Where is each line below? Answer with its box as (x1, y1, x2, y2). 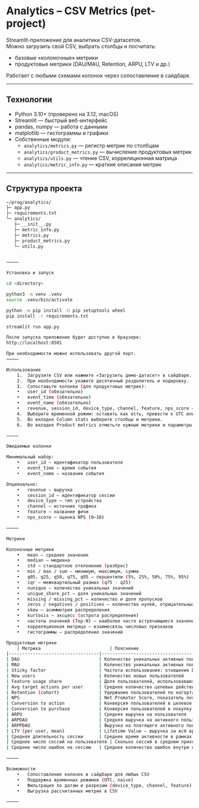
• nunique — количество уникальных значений (17, 585, 134, 591)
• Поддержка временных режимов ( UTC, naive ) (17, 777, 134, 783)
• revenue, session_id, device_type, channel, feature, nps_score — (17, 405, 195, 411)
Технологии (6, 95, 52, 105)
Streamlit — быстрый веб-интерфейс (14, 117, 108, 124)
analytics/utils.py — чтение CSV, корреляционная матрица (23, 154, 178, 161)
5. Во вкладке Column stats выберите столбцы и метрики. (17, 416, 163, 422)
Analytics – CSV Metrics (6, 4, 128, 18)
